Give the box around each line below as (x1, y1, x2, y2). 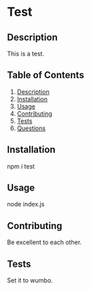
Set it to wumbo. (7, 276, 53, 285)
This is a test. (7, 49, 45, 58)
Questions (16, 124, 46, 132)
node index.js (7, 200, 45, 208)
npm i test (7, 162, 35, 170)
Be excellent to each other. (7, 238, 82, 247)
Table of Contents (7, 69, 85, 81)
